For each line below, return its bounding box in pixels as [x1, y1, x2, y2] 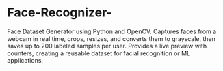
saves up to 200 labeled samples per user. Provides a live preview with [7, 42, 207, 50]
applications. [7, 56, 43, 64]
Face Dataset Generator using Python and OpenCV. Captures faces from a [7, 27, 217, 35]
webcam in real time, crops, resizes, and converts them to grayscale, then [7, 34, 215, 42]
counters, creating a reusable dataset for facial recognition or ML [7, 49, 191, 57]
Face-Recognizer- [7, 5, 113, 20]
